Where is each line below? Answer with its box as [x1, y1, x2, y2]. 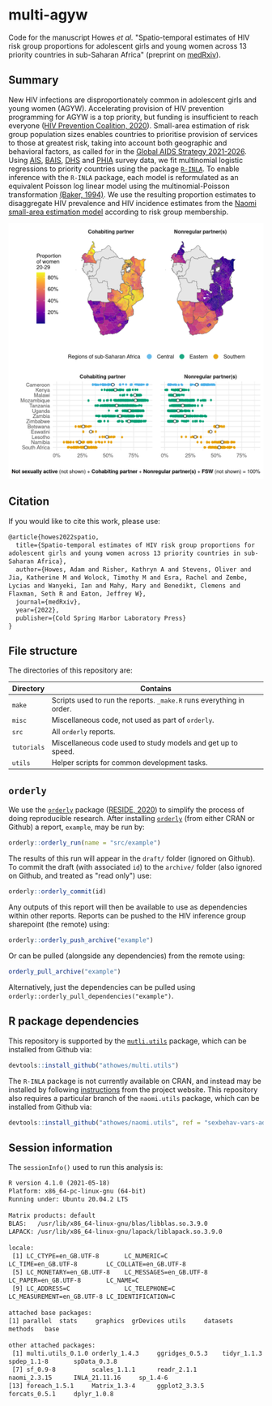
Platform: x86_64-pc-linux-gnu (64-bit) [8, 1187, 147, 1196]
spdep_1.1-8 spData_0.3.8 [8, 1357, 117, 1366]
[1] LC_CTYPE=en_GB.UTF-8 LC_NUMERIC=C [11, 1252, 168, 1261]
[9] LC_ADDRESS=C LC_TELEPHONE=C [11, 1284, 176, 1293]
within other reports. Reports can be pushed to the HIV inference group [8, 911, 247, 921]
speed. [51, 746, 75, 756]
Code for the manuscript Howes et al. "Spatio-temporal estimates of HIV [8, 32, 250, 42]
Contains [140, 683, 172, 693]
